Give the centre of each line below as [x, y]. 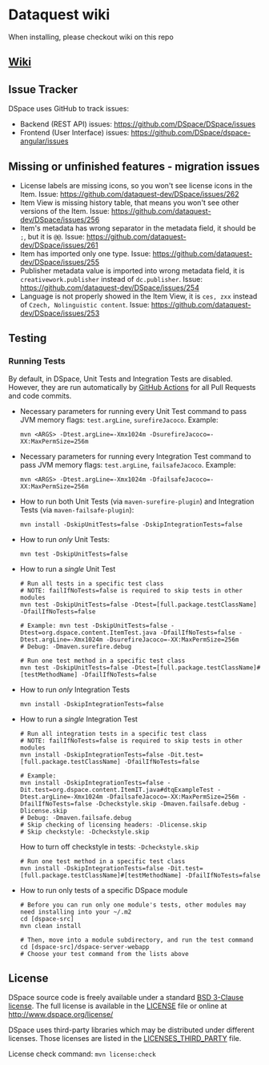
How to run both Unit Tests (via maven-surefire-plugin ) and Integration [137, 501]
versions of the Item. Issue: [64, 211]
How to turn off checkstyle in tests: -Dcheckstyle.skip [109, 846]
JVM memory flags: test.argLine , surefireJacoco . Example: [119, 420]
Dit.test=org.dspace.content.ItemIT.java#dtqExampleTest [117, 790]
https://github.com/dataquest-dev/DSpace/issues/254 [110, 287]
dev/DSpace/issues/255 [60, 262]
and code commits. [40, 396]
